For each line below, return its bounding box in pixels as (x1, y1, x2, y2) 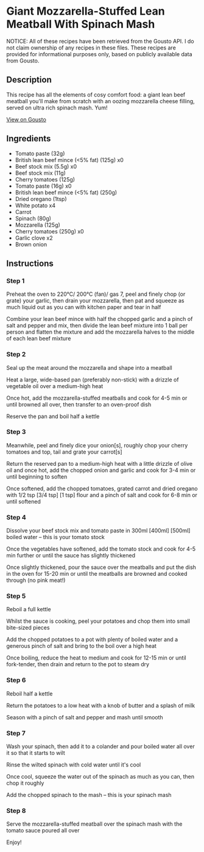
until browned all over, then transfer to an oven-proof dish (6, 400, 152, 408)
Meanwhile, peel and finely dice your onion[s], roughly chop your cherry (6, 441, 188, 449)
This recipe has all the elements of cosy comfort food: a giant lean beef (6, 90, 186, 98)
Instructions (6, 258, 54, 268)
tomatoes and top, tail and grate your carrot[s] (6, 448, 123, 455)
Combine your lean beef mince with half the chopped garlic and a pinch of (6, 315, 193, 323)
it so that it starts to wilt (6, 749, 65, 757)
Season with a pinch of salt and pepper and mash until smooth (6, 713, 163, 721)
